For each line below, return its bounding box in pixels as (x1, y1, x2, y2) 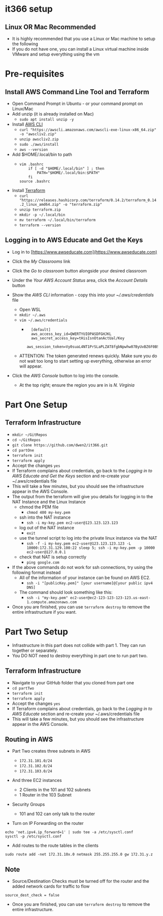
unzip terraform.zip (19, 207, 61, 212)
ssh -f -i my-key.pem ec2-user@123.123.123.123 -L (26, 541, 131, 546)
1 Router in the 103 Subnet (19, 792, 72, 798)
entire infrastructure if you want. (12, 609, 77, 615)
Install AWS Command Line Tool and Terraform (5, 88, 149, 96)
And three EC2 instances (12, 778, 62, 783)
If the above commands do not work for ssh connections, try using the (12, 564, 153, 570)
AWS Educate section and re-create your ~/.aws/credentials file (12, 711, 140, 717)
